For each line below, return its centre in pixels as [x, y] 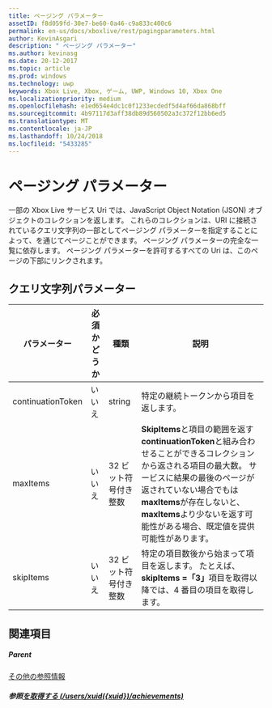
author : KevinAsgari [43, 38]
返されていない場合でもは [190, 490]
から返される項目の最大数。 [194, 466]
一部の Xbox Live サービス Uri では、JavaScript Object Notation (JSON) [127, 210]
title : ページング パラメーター [56, 16]
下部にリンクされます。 [68, 261]
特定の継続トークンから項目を [198, 396]
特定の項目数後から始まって [193, 553]
